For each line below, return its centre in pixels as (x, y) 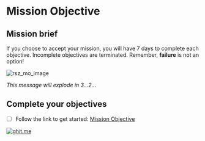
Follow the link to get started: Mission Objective (75, 119)
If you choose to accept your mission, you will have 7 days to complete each (102, 48)
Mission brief (32, 34)
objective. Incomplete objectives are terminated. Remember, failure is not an (103, 55)
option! (15, 61)
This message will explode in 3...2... (51, 85)
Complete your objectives (57, 104)
